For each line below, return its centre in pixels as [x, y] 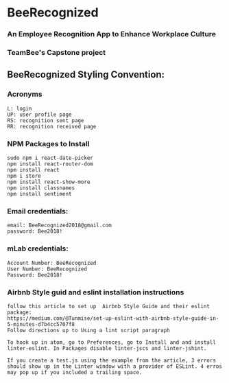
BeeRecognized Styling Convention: [86, 74]
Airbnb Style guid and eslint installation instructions [96, 292]
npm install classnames [41, 188]
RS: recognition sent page [46, 120]
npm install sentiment [39, 194]
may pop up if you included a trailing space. [75, 372]
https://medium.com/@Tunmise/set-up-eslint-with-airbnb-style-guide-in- [113, 318]
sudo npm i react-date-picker [50, 158]
